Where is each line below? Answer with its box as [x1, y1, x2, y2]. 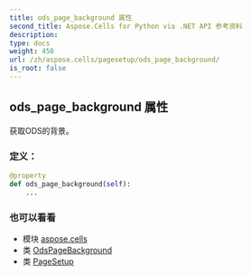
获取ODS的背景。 [9, 125, 74, 136]
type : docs [9, 38, 51, 48]
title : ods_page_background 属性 [9, 13, 133, 23]
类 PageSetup [22, 255, 74, 267]
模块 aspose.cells [22, 233, 88, 244]
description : [9, 30, 59, 39]
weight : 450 [9, 47, 54, 56]
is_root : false [9, 64, 67, 73]
